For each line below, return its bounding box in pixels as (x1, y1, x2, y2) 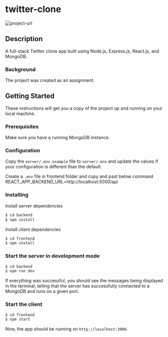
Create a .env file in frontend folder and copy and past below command (5, 173, 153, 179)
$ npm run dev (5, 269, 35, 274)
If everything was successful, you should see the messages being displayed (5, 278, 163, 284)
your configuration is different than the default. (5, 164, 102, 170)
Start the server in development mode (5, 253, 100, 260)
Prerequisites (5, 123, 39, 130)
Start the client (5, 301, 43, 308)
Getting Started (5, 92, 55, 100)
